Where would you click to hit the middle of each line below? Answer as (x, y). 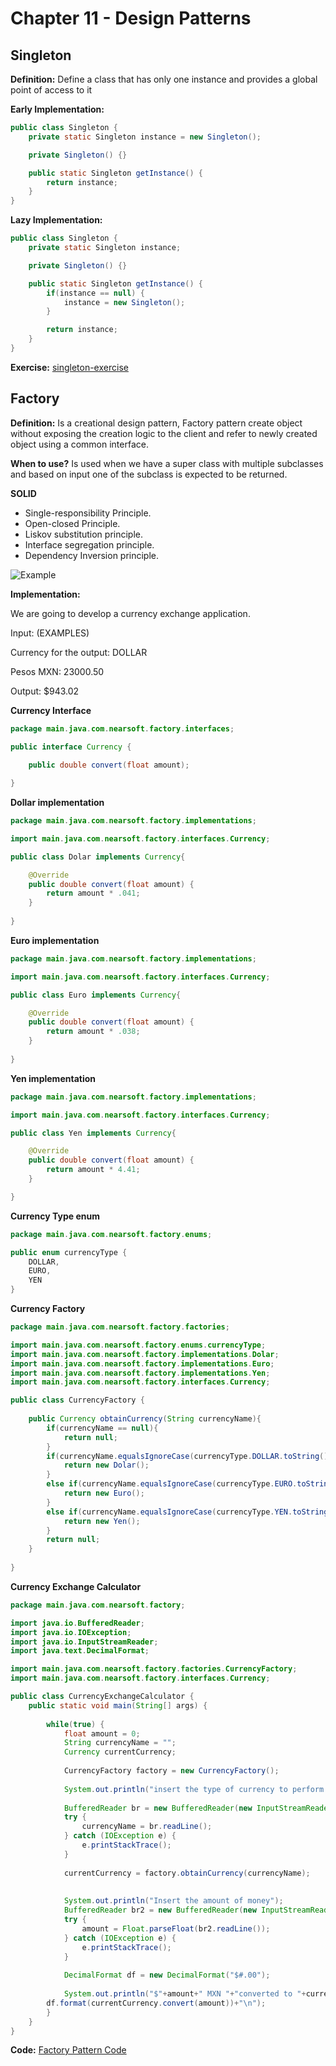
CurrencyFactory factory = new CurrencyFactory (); (171, 1771)
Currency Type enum (55, 1216)
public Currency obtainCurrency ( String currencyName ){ (145, 1419)
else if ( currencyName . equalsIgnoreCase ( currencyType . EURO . (172, 1484)
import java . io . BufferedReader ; (77, 1623)
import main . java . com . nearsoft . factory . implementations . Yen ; (140, 1373)
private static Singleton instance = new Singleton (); (145, 137)
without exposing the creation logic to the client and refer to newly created (164, 433)
